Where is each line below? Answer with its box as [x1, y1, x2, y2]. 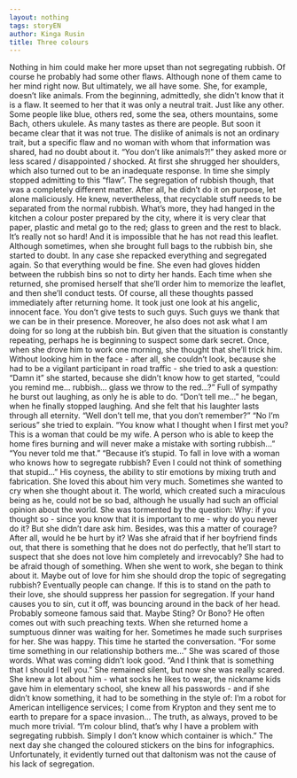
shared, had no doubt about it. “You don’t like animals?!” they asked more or [9, 147, 287, 158]
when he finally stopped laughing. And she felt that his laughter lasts [9, 401, 260, 412]
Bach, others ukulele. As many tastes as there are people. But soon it [9, 119, 262, 129]
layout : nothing [9, 12, 69, 22]
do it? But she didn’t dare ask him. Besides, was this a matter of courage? [9, 524, 277, 534]
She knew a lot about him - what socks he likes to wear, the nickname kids [9, 674, 281, 685]
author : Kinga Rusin [9, 29, 86, 38]
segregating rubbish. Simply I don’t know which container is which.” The [9, 730, 273, 741]
